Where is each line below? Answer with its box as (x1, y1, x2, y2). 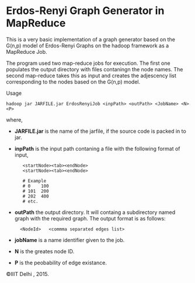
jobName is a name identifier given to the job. (14, 236, 125, 243)
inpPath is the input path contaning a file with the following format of (14, 145, 180, 152)
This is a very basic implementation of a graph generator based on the (6, 36, 175, 43)
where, (6, 116, 23, 123)
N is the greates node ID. (14, 247, 75, 255)
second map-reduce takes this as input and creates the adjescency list (6, 72, 176, 79)
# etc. (22, 198, 39, 204)
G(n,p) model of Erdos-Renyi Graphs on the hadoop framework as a (6, 42, 169, 49)
